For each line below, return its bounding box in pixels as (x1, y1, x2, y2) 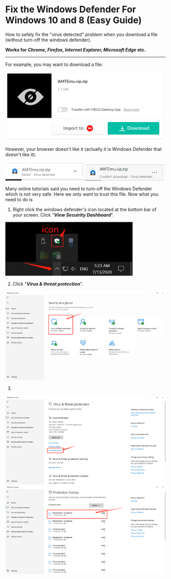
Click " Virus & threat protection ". (12, 281, 83, 287)
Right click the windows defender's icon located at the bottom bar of (12, 206, 157, 213)
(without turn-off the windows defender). (5, 37, 92, 43)
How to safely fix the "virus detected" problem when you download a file (5, 31, 158, 37)
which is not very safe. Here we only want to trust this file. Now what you (5, 191, 159, 197)
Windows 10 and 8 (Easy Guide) (5, 14, 142, 26)
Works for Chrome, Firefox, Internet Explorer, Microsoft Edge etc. (5, 47, 146, 53)
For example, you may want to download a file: (5, 61, 103, 67)
